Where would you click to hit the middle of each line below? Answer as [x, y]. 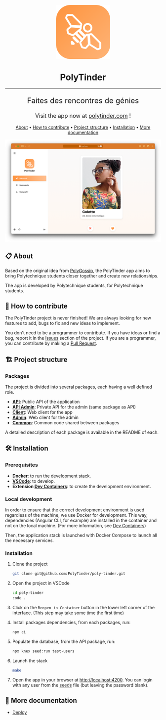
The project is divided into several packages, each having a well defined [79, 387]
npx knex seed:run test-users [43, 651]
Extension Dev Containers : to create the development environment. [82, 486]
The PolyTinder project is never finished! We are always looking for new [78, 318]
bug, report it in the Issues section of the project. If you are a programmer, [81, 338]
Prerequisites [21, 465]
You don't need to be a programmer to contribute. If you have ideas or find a [83, 333]
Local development [29, 499]
